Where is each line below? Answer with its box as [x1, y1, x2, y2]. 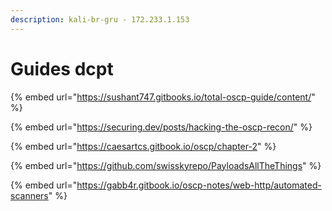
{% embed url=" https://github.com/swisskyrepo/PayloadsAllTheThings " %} [10, 159, 322, 171]
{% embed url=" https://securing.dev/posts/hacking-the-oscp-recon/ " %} [10, 121, 313, 133]
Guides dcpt [10, 57, 114, 80]
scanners [10, 189, 49, 201]
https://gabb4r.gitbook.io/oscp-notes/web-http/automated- [76, 179, 322, 191]
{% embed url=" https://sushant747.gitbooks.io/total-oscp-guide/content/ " [10, 91, 316, 103]
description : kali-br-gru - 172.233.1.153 [10, 14, 190, 25]
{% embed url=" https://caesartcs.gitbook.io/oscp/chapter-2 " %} [10, 140, 277, 152]
